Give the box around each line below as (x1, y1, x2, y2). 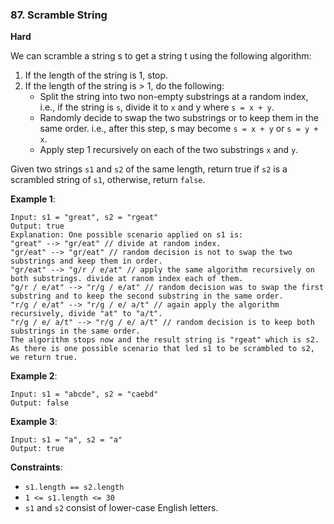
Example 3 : (10, 416, 58, 428)
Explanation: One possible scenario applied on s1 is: (10, 230, 244, 240)
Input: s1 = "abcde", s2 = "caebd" (10, 389, 159, 400)
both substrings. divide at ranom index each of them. (10, 274, 244, 284)
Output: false (10, 398, 70, 408)
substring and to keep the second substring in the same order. (10, 291, 284, 302)
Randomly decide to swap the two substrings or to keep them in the (39, 112, 319, 124)
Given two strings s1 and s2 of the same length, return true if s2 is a (10, 163, 288, 175)
